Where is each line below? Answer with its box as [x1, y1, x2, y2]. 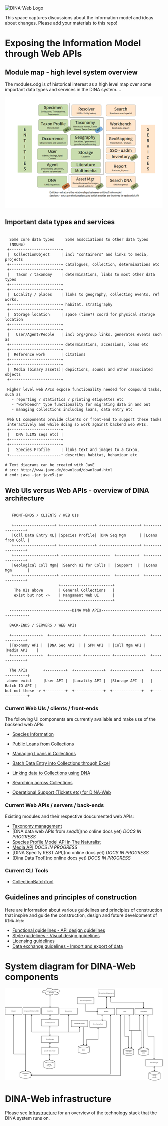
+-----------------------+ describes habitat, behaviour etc [7, 453, 137, 458]
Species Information [12, 731, 54, 737]
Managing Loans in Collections [12, 751, 76, 757]
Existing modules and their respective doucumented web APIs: [5, 813, 134, 819]
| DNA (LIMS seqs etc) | [7, 432, 64, 437]
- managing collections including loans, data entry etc [11, 407, 133, 412]
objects [5, 372, 21, 377]
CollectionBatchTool [12, 878, 54, 884]
